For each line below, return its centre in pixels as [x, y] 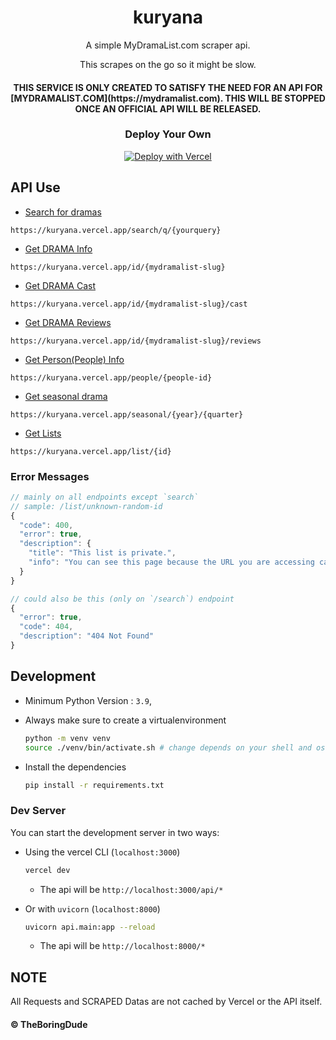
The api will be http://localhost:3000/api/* [131, 889]
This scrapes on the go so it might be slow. [168, 64]
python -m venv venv [67, 738]
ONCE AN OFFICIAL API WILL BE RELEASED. [168, 108]
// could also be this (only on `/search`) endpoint [122, 599]
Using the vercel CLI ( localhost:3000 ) [102, 852]
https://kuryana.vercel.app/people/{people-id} [111, 377]
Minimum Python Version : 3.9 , [88, 700]
